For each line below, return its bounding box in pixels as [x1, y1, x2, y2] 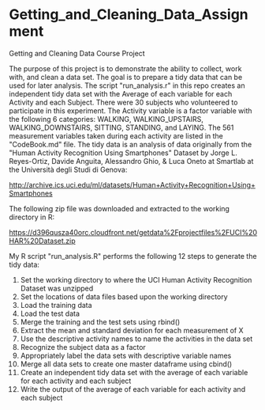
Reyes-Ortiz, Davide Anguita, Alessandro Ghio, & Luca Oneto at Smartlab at [9, 156, 254, 165]
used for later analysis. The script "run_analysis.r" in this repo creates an [9, 81, 245, 90]
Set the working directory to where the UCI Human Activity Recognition [20, 275, 252, 284]
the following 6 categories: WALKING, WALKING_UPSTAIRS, [9, 114, 204, 123]
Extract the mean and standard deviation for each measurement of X [20, 325, 244, 335]
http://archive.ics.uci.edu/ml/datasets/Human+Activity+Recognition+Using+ [9, 180, 256, 189]
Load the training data [20, 300, 93, 309]
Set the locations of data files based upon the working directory [20, 291, 228, 302]
